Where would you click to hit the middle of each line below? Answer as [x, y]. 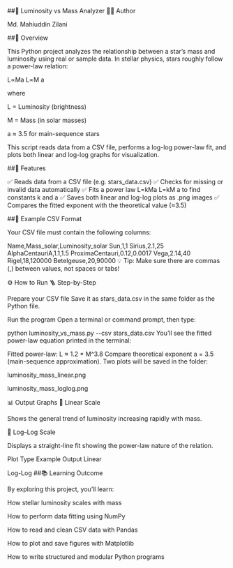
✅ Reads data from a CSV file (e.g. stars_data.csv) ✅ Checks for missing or [115, 182]
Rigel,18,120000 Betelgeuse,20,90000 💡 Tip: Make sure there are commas [114, 261]
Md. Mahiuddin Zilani [37, 24]
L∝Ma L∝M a [26, 80]
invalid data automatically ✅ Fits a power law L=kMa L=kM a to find [104, 189]
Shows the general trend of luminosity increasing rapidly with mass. [105, 418]
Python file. [24, 306]
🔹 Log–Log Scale [31, 432]
